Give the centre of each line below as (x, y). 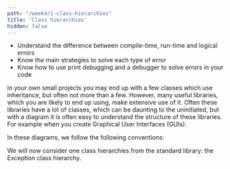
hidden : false (27, 26)
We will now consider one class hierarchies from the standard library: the (111, 151)
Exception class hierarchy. (44, 158)
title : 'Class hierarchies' (47, 20)
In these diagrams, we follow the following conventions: (86, 138)
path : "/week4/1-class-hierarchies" (59, 13)
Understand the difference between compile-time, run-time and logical (117, 46)
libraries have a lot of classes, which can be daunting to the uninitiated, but (113, 109)
